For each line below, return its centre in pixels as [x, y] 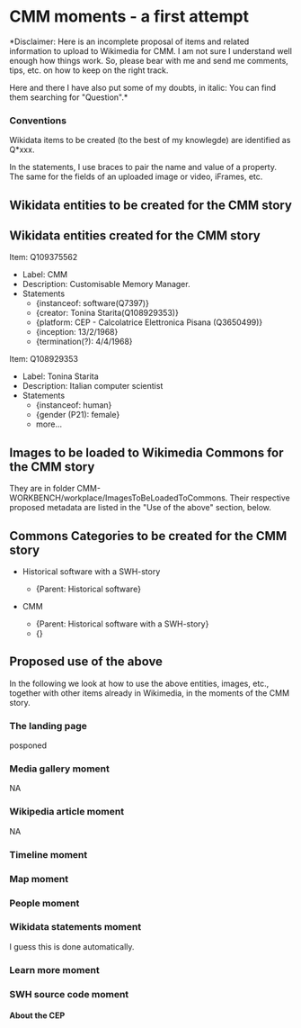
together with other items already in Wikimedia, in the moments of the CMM [150, 693]
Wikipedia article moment [66, 812]
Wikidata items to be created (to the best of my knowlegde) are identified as [150, 140]
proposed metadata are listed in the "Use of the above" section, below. [141, 508]
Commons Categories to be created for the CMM [148, 536]
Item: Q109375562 [44, 257]
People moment [44, 903]
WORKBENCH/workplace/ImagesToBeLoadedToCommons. [119, 498]
